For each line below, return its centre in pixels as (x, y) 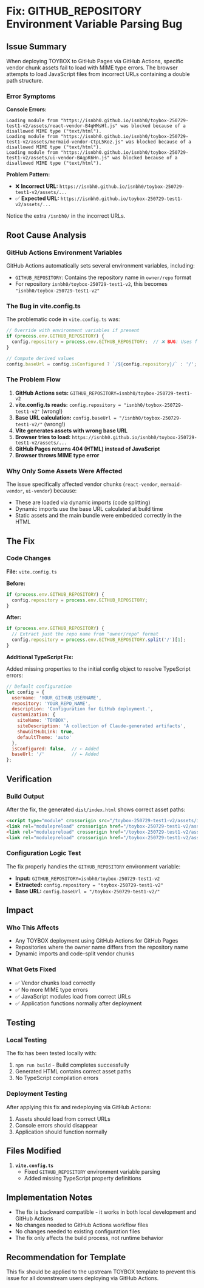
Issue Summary (36, 47)
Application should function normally (61, 1132)
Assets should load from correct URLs (63, 1119)
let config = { (25, 692)
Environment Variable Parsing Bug (94, 24)
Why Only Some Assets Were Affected (64, 471)
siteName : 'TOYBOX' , (43, 721)
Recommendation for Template (66, 1257)
